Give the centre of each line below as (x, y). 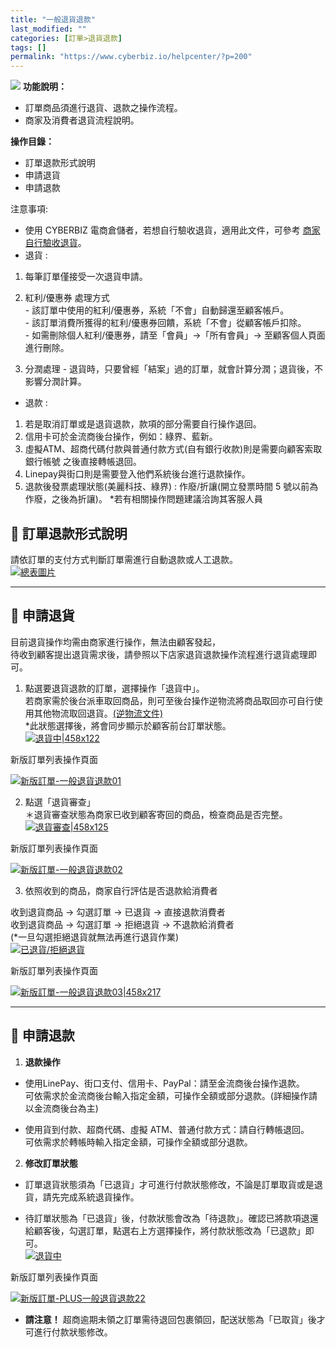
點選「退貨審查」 (60, 802)
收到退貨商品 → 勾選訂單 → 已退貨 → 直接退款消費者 (118, 912)
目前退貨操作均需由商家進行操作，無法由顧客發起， (115, 642)
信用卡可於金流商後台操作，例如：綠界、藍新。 (121, 437)
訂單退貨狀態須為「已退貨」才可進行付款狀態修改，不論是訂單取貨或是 (169, 1184)
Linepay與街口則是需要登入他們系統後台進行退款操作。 (137, 474)
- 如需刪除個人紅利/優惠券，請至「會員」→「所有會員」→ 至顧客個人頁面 (175, 335)
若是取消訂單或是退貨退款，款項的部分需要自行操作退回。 (143, 424)
